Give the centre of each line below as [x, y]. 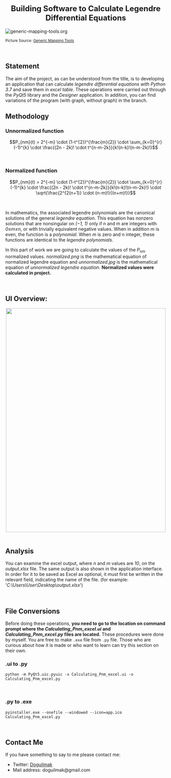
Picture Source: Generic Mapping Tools [40, 40]
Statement [22, 66]
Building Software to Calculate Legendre [86, 9]
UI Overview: [26, 299]
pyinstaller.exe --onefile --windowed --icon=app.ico [64, 712]
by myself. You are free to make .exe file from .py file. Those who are [78, 640]
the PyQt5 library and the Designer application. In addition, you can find [80, 95]
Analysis [20, 551]
